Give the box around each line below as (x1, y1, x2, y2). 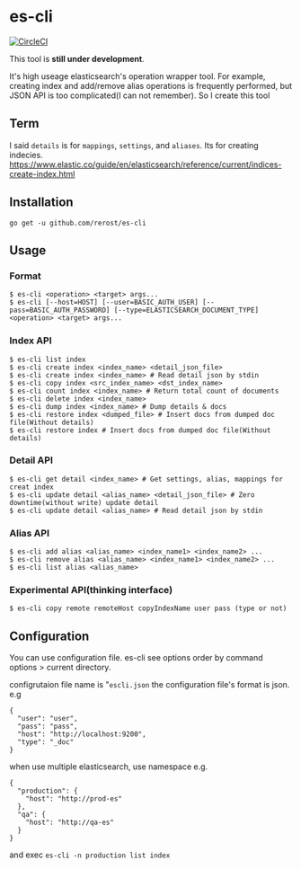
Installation (9, 195, 74, 210)
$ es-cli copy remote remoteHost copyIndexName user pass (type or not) (9, 604, 288, 613)
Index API (9, 334, 52, 347)
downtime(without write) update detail (9, 498, 159, 507)
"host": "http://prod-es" (25, 794, 123, 803)
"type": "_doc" (17, 738, 75, 747)
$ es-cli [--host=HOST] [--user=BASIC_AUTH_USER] (9, 298, 199, 307)
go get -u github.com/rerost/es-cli (9, 218, 146, 227)
